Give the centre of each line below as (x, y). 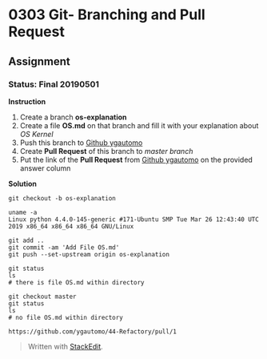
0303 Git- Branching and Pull (107, 15)
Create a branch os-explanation (73, 117)
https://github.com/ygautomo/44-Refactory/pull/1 (93, 331)
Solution (23, 184)
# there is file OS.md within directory (77, 282)
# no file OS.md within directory (66, 317)
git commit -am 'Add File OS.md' (64, 247)
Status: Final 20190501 (54, 84)
